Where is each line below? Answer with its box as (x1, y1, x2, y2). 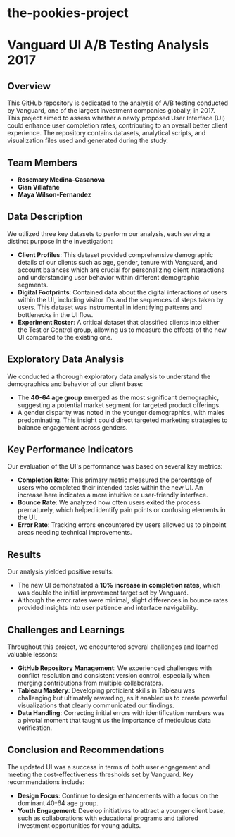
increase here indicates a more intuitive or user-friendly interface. (17, 491, 209, 500)
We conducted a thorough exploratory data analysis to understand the (7, 372, 211, 380)
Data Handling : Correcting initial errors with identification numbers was (17, 709, 225, 717)
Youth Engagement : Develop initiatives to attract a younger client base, (17, 806, 225, 814)
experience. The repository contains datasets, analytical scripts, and (7, 129, 206, 137)
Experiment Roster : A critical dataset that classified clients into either (17, 318, 220, 326)
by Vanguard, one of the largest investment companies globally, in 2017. (7, 106, 216, 115)
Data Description (7, 211, 83, 223)
